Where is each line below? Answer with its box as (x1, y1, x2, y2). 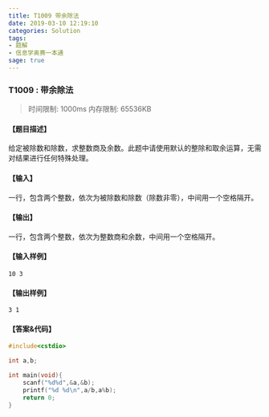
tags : (8, 34, 26, 43)
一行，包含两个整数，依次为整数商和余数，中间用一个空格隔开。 (8, 232, 219, 241)
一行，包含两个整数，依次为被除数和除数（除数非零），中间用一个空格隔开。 (8, 192, 259, 202)
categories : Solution (8, 26, 81, 34)
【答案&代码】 (8, 324, 56, 334)
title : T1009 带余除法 (8, 11, 79, 20)
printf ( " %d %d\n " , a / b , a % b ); (22, 386, 116, 394)
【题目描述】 (8, 123, 51, 133)
